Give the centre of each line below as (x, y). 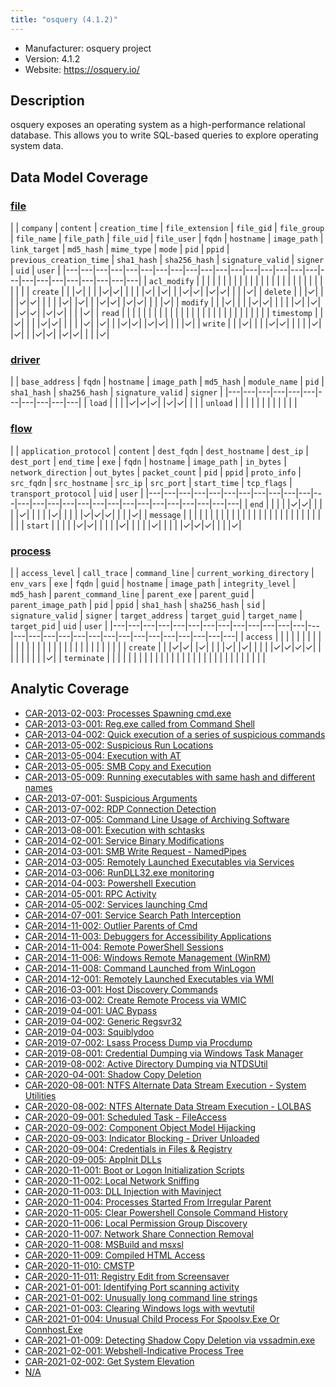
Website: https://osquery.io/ (82, 69)
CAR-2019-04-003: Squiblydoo (89, 1032)
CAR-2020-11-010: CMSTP (79, 1265)
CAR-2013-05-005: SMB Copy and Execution (118, 766)
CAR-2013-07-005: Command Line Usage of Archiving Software (157, 819)
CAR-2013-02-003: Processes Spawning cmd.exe (128, 713)
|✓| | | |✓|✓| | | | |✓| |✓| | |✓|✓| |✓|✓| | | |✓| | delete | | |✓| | (197, 292)
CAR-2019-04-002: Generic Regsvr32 (103, 1021)
